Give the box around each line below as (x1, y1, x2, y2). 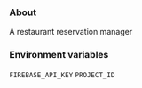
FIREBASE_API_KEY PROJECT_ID (9, 70, 115, 79)
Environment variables (9, 49, 109, 61)
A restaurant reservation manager (9, 27, 133, 37)
